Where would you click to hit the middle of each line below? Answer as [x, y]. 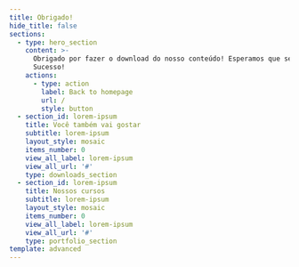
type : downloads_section [71, 174]
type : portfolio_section [71, 241]
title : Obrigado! [41, 17]
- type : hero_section [57, 42]
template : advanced [45, 249]
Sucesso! [49, 68]
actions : [41, 76]
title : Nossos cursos [65, 191]
